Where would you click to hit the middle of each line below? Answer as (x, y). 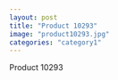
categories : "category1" (55, 42)
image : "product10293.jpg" (59, 34)
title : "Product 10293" (54, 26)
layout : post (34, 17)
